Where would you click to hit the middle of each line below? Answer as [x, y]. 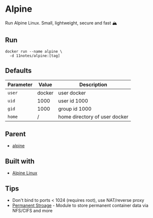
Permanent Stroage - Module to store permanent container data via [80, 205]
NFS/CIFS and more [32, 211]
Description [93, 84]
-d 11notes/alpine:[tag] [35, 56]
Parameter [20, 84]
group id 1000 [75, 109]
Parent [15, 134]
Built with [20, 161]
